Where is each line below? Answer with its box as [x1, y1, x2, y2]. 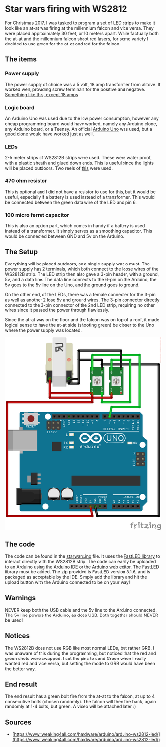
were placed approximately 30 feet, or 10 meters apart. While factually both [5, 30, 159, 36]
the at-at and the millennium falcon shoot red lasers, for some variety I [5, 36, 149, 42]
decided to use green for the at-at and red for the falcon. [5, 41, 121, 46]
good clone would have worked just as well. [5, 131, 94, 137]
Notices [5, 632, 30, 640]
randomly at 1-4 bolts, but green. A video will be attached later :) [5, 703, 136, 710]
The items [5, 55, 37, 64]
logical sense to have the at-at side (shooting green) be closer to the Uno [5, 322, 154, 328]
